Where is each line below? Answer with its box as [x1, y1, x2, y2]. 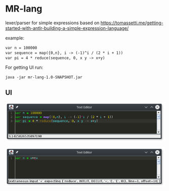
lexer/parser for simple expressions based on [5, 20, 100, 26]
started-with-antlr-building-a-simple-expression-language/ [5, 25, 129, 31]
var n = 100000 [5, 45, 37, 51]
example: [5, 35, 24, 41]
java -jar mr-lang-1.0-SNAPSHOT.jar [5, 74, 82, 80]
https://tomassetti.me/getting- [100, 20, 163, 26]
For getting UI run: [5, 64, 44, 70]
